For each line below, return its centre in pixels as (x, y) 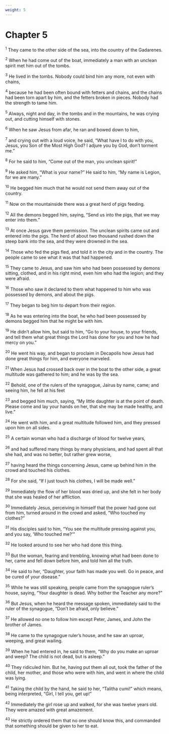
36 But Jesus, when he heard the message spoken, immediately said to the (83, 603)
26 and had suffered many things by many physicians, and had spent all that (84, 448)
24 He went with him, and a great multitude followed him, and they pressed (83, 422)
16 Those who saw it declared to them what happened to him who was (78, 289)
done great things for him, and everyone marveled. (58, 358)
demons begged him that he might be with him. (54, 321)
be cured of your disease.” (33, 577)
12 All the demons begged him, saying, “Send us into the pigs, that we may (82, 214)
